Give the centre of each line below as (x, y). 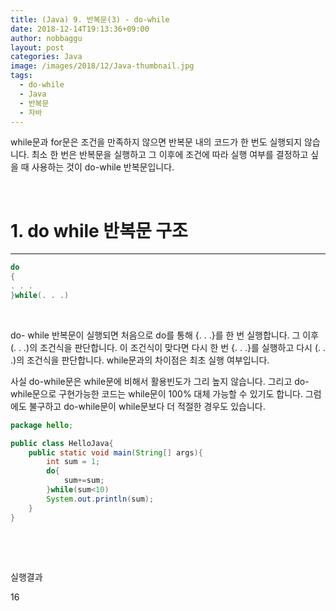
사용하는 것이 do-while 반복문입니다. (103, 167)
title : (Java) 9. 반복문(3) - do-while (90, 19)
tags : (21, 76)
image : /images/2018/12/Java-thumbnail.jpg (102, 66)
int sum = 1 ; (73, 462)
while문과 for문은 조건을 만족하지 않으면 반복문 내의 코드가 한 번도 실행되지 (156, 142)
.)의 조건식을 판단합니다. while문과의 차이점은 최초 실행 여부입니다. (140, 360)
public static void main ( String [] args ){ (115, 452)
